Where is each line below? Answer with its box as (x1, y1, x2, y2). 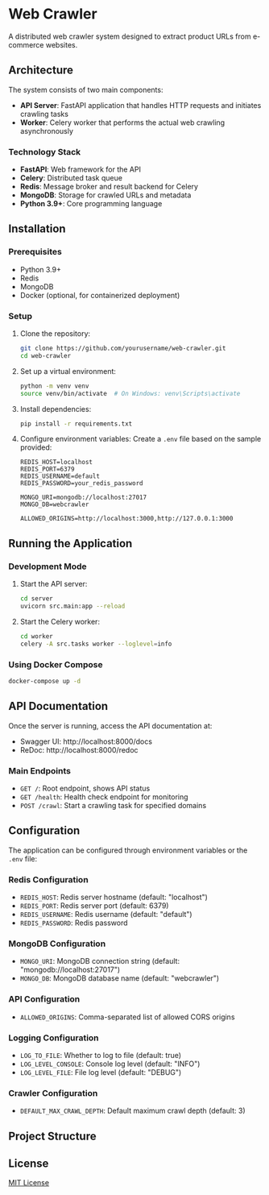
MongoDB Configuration (8, 938, 106, 949)
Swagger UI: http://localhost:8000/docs (19, 737, 153, 746)
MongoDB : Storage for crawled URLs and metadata (19, 190, 192, 200)
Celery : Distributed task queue (19, 173, 123, 183)
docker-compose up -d (8, 677, 81, 685)
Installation (8, 222, 66, 236)
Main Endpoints (8, 765, 71, 776)
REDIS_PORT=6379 (19, 465, 75, 474)
